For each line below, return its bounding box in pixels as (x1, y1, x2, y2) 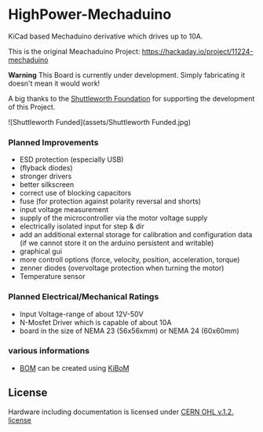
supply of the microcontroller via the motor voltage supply (19, 214, 208, 223)
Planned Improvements (8, 137, 99, 148)
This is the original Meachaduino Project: (8, 46, 141, 56)
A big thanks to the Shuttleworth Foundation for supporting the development (8, 93, 255, 103)
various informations (8, 346, 90, 357)
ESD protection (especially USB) (19, 155, 124, 164)
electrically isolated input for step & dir (19, 221, 145, 231)
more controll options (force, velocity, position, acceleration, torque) (19, 255, 240, 265)
